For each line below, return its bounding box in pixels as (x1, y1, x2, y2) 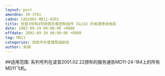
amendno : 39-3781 (5, 12, 41, 17)
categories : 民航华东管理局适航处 (5, 40, 69, 45)
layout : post (5, 7, 32, 12)
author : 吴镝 (5, 44, 31, 49)
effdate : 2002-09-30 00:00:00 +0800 (5, 30, 81, 35)
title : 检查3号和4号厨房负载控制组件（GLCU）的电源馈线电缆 (5, 21, 116, 26)
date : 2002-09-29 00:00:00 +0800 (5, 26, 75, 31)
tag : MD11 (5, 35, 26, 40)
